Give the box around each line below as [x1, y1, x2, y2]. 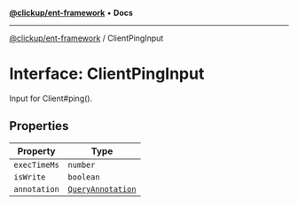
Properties [9, 118, 69, 134]
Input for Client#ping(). [9, 93, 93, 103]
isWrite [13, 172, 46, 182]
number [67, 159, 96, 170]
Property [17, 145, 56, 157]
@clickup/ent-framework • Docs [9, 8, 133, 18]
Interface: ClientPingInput [9, 64, 205, 84]
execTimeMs [13, 159, 59, 170]
